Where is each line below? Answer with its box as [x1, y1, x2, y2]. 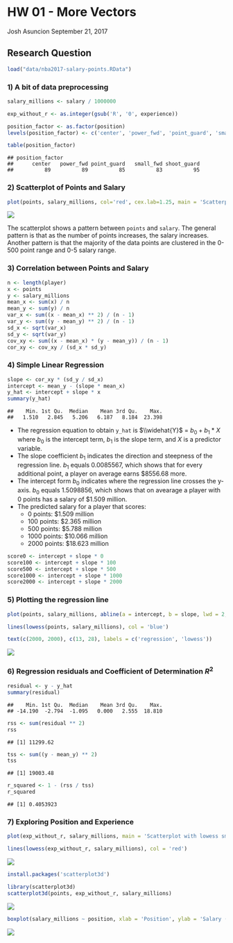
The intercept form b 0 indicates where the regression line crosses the [17, 477, 216, 487]
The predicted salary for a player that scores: [17, 502, 147, 510]
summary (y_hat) [7, 395, 51, 403]
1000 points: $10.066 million [27, 532, 108, 540]
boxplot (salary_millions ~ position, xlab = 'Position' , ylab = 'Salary [7, 915, 222, 922]
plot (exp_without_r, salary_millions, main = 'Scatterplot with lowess [7, 833, 218, 840]
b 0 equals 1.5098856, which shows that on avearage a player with [32, 486, 221, 496]
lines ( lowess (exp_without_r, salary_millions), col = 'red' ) [7, 845, 188, 853]
